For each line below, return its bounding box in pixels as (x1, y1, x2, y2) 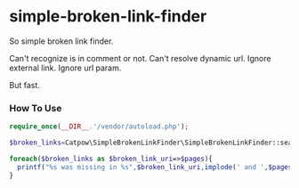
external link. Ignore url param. (9, 62, 122, 73)
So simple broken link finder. (9, 36, 114, 46)
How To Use (9, 102, 62, 114)
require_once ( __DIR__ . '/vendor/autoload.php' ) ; (9, 122, 190, 131)
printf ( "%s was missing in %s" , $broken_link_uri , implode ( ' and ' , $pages (17, 162, 293, 171)
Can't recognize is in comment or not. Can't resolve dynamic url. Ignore (9, 53, 271, 63)
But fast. (9, 79, 40, 90)
